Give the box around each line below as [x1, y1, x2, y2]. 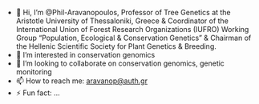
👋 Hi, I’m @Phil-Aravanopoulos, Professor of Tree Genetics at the [15, 8, 231, 17]
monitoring [15, 67, 52, 76]
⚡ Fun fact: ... [15, 88, 60, 98]
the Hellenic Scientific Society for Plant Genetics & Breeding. [15, 42, 217, 51]
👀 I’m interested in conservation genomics [15, 50, 156, 59]
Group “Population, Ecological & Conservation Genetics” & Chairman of [15, 33, 252, 42]
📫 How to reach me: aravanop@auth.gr [15, 76, 148, 86]
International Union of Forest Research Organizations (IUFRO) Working [15, 25, 249, 34]
